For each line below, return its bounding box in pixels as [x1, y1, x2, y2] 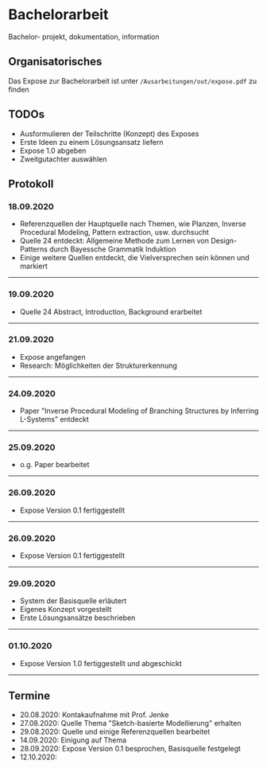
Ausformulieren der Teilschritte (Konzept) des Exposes [19, 129, 199, 138]
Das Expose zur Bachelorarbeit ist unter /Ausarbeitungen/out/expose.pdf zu [8, 76, 257, 85]
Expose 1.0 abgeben [19, 146, 87, 155]
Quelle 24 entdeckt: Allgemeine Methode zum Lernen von [19, 236, 209, 246]
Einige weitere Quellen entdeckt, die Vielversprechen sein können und [19, 253, 250, 263]
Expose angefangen [19, 352, 86, 361]
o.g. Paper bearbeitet [19, 460, 90, 470]
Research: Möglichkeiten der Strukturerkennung [19, 361, 177, 370]
